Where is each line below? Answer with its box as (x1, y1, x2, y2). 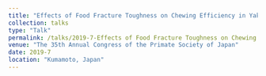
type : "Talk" (8, 26, 51, 34)
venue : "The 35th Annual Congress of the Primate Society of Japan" (8, 41, 239, 49)
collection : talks (8, 19, 69, 27)
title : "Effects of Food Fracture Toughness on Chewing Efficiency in (8, 11, 246, 20)
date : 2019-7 (8, 48, 51, 56)
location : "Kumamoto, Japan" (8, 56, 104, 64)
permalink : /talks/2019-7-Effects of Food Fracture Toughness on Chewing (8, 33, 257, 42)
